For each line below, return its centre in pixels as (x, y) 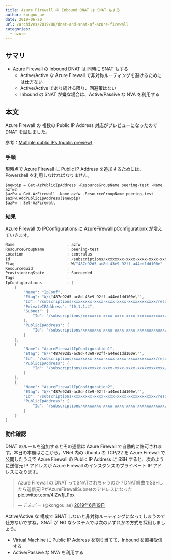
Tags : (37, 278)
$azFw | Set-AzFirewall (31, 203)
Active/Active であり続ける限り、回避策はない (68, 88)
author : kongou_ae (25, 15)
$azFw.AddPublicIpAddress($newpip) (43, 198)
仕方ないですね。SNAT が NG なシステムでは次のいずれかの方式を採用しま (83, 522)
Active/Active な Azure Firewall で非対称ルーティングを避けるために (91, 75)
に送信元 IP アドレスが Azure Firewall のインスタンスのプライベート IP (79, 465)
